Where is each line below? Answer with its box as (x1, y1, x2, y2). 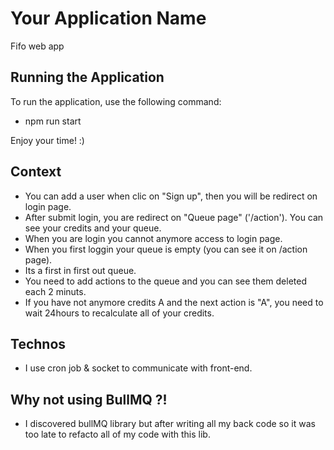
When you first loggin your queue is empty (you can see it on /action (24, 243, 308, 255)
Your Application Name (10, 7, 207, 30)
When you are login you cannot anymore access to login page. (24, 232, 283, 244)
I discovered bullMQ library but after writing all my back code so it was (24, 418, 316, 430)
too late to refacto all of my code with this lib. (24, 428, 211, 441)
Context (10, 163, 62, 181)
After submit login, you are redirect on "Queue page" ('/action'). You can (24, 211, 324, 223)
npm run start (24, 115, 82, 127)
